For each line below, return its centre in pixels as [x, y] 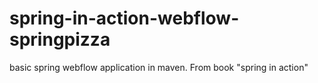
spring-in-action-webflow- [124, 18]
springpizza [60, 39]
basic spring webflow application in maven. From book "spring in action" [159, 67]
